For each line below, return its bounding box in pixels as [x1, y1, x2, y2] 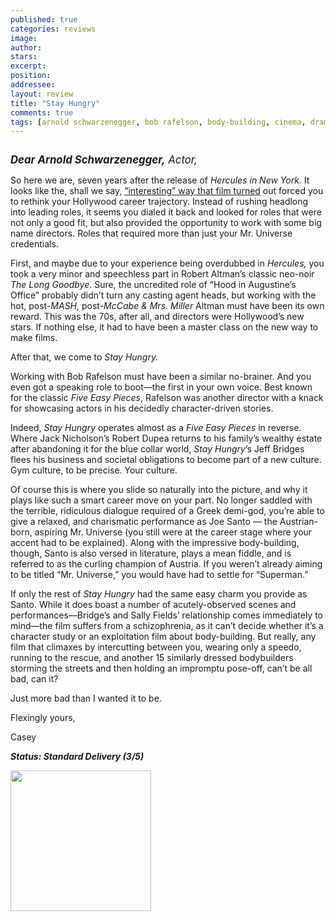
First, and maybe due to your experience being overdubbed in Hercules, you [10, 257, 325, 270]
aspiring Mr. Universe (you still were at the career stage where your [34, 526, 313, 538]
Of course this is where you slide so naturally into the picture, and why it [10, 484, 308, 496]
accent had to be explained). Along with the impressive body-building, [10, 537, 300, 549]
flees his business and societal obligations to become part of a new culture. [10, 454, 322, 466]
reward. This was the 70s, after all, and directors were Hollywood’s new [10, 311, 305, 323]
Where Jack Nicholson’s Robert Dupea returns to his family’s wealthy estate [10, 432, 323, 445]
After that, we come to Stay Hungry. [10, 351, 159, 363]
